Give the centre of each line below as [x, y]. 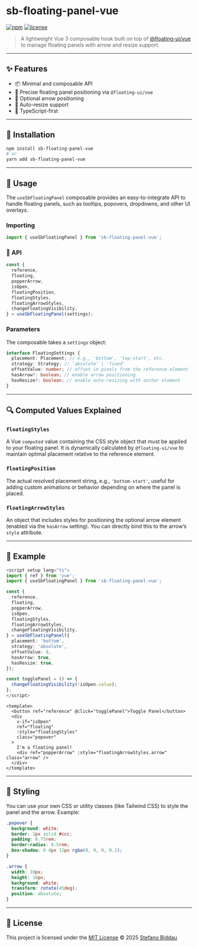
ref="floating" [35, 726]
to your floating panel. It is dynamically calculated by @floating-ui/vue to [95, 448]
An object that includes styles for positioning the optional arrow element [94, 519]
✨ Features [27, 69]
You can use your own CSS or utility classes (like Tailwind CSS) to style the [97, 805]
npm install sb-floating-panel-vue [50, 149]
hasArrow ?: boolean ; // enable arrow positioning [73, 375]
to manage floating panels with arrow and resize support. [90, 45]
